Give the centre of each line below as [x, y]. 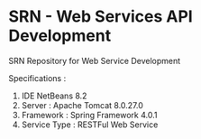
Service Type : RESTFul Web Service [90, 125]
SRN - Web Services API [100, 17]
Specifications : [37, 78]
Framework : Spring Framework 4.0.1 [89, 115]
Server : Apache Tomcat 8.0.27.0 [82, 105]
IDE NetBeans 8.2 [54, 96]
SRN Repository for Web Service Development [95, 60]
